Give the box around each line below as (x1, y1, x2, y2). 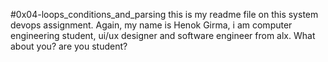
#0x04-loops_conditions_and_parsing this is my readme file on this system (10, 9, 319, 20)
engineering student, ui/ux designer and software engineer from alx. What (10, 30, 316, 41)
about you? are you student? (10, 40, 128, 52)
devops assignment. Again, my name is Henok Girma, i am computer (10, 19, 293, 31)
